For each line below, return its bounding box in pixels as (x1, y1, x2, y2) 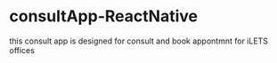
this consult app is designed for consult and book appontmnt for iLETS (9, 35, 269, 46)
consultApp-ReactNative (9, 6, 199, 27)
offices (9, 44, 36, 55)
